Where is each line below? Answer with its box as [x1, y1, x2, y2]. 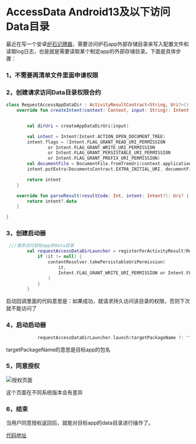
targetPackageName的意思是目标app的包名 [6, 346, 111, 353]
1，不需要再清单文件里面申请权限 [6, 71, 99, 79]
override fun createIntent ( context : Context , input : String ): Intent [16, 108, 190, 113]
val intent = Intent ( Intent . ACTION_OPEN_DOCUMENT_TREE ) [27, 133, 166, 139]
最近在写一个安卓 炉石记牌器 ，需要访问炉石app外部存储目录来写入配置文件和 [6, 40, 190, 47]
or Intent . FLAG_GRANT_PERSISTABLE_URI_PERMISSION [47, 150, 171, 156]
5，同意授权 [6, 362, 40, 370]
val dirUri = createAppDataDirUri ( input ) [27, 123, 129, 129]
